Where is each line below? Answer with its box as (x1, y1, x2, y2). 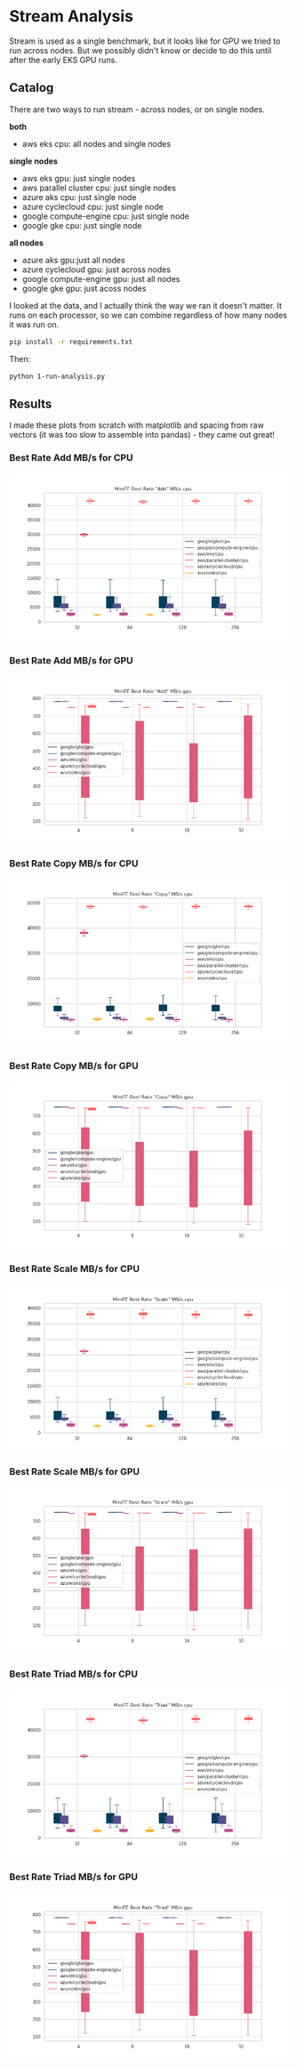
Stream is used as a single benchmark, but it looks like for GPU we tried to (9, 36, 281, 46)
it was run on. (9, 318, 60, 330)
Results (9, 396, 52, 411)
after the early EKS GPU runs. (9, 54, 117, 65)
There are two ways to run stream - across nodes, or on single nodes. (9, 104, 265, 115)
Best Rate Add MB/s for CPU (9, 452, 133, 464)
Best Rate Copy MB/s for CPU (9, 857, 139, 869)
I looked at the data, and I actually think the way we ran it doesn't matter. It (9, 300, 283, 310)
